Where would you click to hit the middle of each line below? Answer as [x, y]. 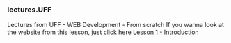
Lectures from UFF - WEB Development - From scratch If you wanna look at [116, 25]
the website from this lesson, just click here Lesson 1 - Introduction [103, 32]
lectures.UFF [30, 10]
